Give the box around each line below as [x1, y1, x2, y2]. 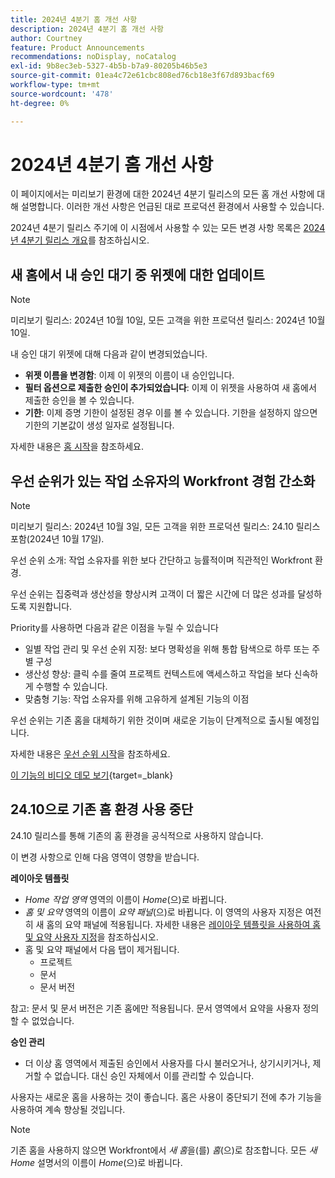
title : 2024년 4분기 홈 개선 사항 [10, 14, 138, 25]
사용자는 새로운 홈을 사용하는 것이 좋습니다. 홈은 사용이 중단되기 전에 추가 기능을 [10, 1091, 323, 1103]
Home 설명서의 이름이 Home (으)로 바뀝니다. [10, 1156, 183, 1168]
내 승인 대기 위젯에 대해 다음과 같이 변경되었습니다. [10, 348, 208, 360]
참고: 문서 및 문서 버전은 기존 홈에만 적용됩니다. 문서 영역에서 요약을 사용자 [10, 1002, 301, 1014]
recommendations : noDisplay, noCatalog [10, 52, 177, 62]
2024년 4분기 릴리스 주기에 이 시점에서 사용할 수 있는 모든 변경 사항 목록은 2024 [10, 222, 326, 234]
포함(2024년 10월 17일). [10, 533, 105, 545]
